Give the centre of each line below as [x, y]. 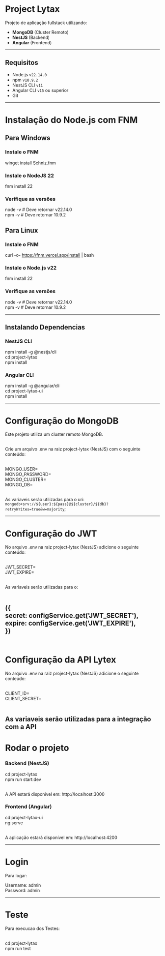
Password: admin [23, 890]
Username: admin [23, 885]
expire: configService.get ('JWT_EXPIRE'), [70, 623]
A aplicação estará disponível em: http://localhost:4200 [61, 837]
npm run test [18, 948]
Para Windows [28, 138]
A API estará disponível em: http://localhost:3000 [55, 794]
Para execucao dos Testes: [32, 928]
